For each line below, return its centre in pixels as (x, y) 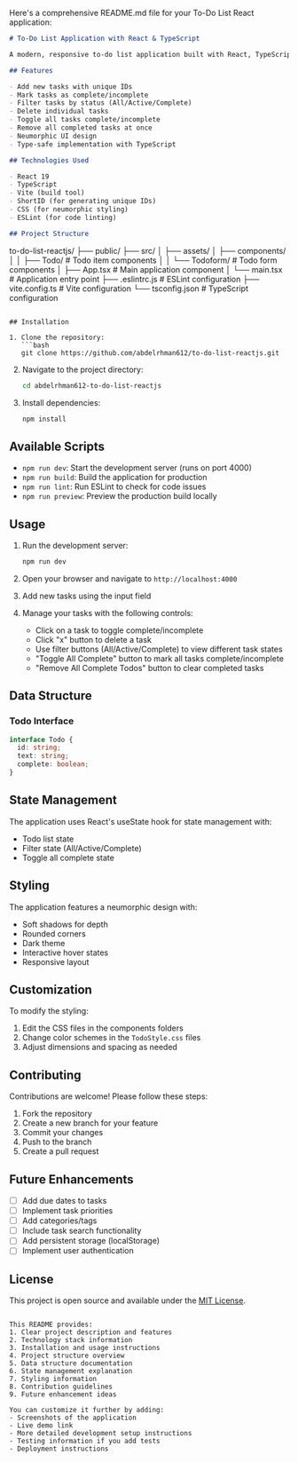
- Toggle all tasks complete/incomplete (85, 120)
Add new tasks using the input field (86, 596)
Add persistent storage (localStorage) (91, 1241)
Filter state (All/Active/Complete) (82, 848)
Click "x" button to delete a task (94, 639)
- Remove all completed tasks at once (81, 128)
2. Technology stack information (71, 1340)
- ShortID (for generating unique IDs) (83, 202)
